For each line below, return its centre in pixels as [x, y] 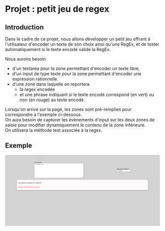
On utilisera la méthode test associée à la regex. [54, 130]
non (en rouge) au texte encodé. [52, 100]
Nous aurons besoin [25, 59]
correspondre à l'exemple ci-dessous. [43, 115]
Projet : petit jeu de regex [57, 9]
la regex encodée [37, 89]
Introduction [25, 27]
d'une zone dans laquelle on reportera [51, 84]
